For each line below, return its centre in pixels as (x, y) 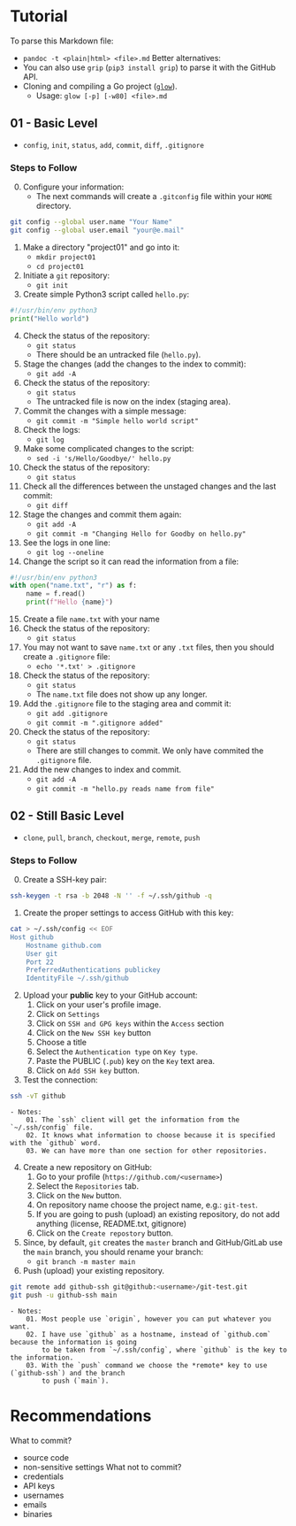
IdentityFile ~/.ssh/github (77, 979)
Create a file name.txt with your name (91, 619)
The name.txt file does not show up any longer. (121, 694)
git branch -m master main (86, 1262)
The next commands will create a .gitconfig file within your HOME (154, 197)
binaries (38, 1514)
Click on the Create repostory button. (104, 1233)
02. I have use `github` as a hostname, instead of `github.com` (149, 1334)
